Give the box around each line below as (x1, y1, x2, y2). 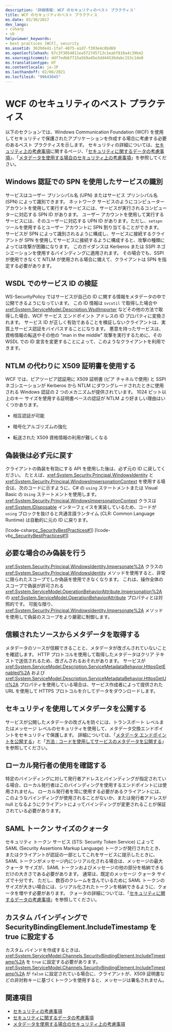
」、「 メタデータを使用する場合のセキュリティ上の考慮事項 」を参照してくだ (10, 155, 167, 161)
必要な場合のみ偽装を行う (5, 549, 86, 558)
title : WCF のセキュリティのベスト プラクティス (5, 12, 98, 17)
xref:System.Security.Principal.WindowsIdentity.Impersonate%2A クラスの (5, 563, 163, 569)
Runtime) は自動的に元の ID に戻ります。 (5, 517, 91, 523)
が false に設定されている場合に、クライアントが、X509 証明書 (26, 970, 160, 977)
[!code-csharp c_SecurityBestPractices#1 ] (5, 527, 94, 533)
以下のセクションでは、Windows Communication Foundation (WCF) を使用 (5, 129, 164, 135)
